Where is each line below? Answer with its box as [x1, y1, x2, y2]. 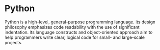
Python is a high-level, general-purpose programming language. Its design [4, 19, 156, 25]
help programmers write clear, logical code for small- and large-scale [4, 34, 145, 40]
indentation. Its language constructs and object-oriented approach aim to [4, 29, 153, 35]
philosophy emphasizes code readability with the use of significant [4, 24, 140, 30]
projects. [4, 39, 23, 45]
